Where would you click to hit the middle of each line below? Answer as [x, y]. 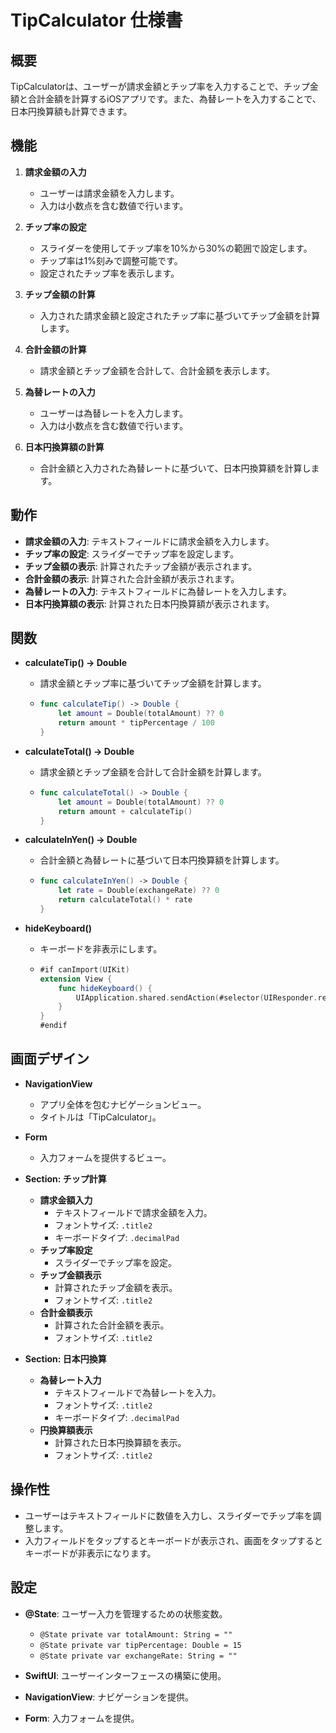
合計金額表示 [66, 1312]
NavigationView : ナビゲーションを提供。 [109, 1697]
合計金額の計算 [55, 349]
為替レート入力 [70, 1380]
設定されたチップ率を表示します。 [109, 273]
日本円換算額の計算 [64, 447]
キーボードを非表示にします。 [101, 948]
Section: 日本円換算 [65, 1358]
